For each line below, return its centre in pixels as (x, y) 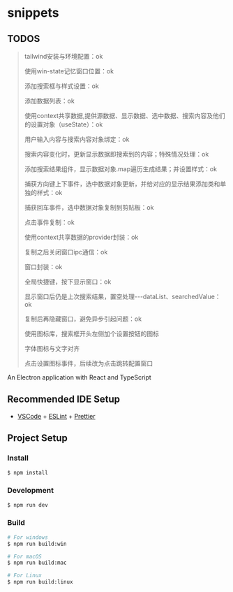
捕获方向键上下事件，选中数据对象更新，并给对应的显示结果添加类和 (122, 184)
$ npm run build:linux (40, 582)
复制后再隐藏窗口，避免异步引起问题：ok (83, 319)
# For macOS (24, 556)
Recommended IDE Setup (64, 399)
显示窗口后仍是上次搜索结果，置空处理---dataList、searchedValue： (122, 296)
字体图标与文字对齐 (52, 348)
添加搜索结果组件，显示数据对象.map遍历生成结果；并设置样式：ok (121, 169)
